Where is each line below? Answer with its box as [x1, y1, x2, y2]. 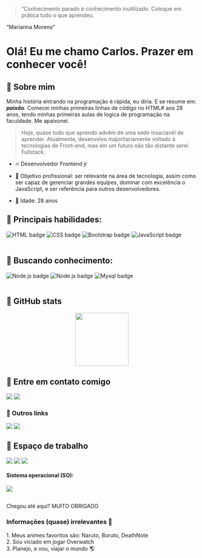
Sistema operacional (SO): [6, 472, 74, 479]
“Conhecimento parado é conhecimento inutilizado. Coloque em [21, 5, 182, 12]
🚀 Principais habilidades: [6, 215, 102, 225]
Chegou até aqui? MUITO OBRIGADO [6, 503, 99, 510]
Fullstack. [21, 148, 45, 156]
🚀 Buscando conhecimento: [6, 255, 113, 266]
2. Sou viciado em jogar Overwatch [6, 538, 95, 545]
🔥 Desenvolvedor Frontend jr [15, 160, 87, 167]
